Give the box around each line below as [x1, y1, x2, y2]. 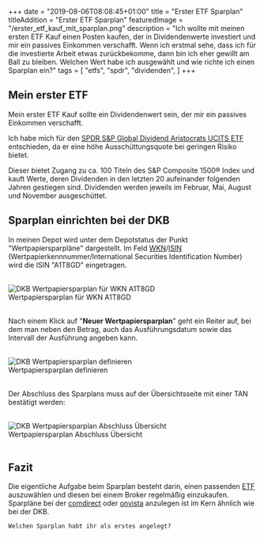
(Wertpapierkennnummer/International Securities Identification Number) [8, 251, 243, 261]
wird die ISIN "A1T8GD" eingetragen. [8, 260, 127, 269]
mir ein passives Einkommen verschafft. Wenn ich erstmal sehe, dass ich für [8, 40, 257, 50]
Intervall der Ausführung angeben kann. [8, 333, 138, 342]
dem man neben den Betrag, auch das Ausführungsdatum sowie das [8, 324, 232, 334]
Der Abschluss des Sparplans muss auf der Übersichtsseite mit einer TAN [8, 388, 248, 399]
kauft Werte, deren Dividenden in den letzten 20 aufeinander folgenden [8, 174, 241, 183]
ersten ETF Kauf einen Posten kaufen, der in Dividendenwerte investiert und [8, 32, 256, 41]
